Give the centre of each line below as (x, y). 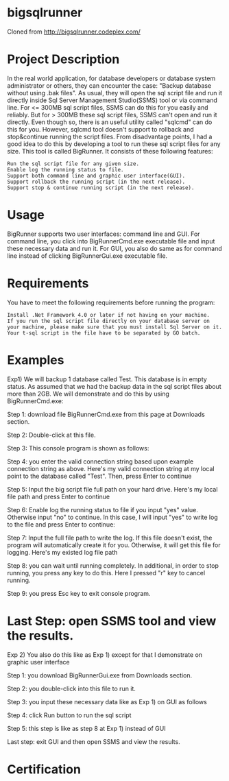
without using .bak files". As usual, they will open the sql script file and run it (115, 93)
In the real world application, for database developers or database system (111, 78)
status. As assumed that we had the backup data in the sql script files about (114, 386)
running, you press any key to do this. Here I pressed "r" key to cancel (106, 573)
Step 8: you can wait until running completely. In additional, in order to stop (113, 565)
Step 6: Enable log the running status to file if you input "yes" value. (103, 509)
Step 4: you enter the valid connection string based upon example (100, 461)
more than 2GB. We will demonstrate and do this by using (88, 394)
